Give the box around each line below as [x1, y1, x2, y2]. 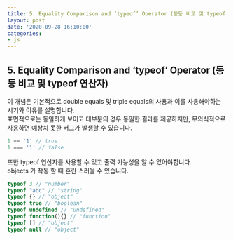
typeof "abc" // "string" [7, 187, 83, 194]
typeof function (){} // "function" [7, 213, 111, 220]
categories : [7, 29, 42, 37]
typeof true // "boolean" [7, 200, 83, 207]
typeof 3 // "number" [7, 180, 71, 187]
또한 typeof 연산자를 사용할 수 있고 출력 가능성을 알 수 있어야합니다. [7, 157, 192, 166]
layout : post [7, 17, 45, 24]
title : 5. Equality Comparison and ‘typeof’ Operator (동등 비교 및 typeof [7, 10, 226, 18]
